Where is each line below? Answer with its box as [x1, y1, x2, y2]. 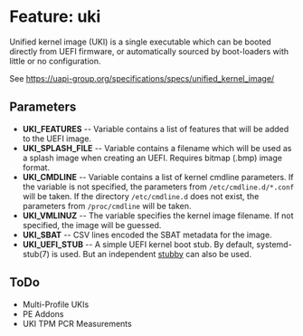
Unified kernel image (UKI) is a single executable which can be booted [9, 36, 271, 47]
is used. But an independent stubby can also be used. [51, 248, 251, 259]
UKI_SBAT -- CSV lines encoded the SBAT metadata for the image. [22, 229, 273, 240]
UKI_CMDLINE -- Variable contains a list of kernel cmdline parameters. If [22, 171, 294, 182]
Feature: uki [9, 6, 101, 27]
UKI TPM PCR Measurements [22, 318, 133, 329]
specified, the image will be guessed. [22, 219, 162, 230]
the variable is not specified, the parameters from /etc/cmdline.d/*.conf [22, 181, 295, 192]
